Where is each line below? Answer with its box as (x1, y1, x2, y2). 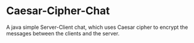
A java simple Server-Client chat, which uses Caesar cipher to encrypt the (6, 24, 189, 31)
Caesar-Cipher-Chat (6, 4, 110, 18)
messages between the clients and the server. (6, 29, 120, 37)
